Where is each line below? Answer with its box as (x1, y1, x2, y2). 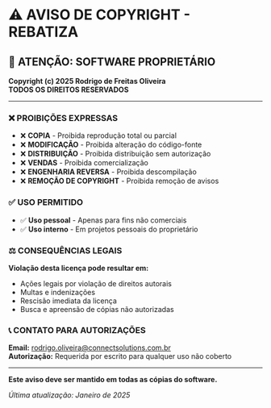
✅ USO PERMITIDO (8, 197, 83, 208)
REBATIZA (8, 23, 79, 41)
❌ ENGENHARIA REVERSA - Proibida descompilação (19, 167, 198, 177)
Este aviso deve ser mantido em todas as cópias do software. (8, 375, 218, 385)
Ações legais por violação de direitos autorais (19, 278, 172, 288)
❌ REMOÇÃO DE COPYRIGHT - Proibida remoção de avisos (19, 176, 219, 186)
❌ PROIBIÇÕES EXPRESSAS (8, 112, 119, 123)
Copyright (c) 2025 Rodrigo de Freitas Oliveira (8, 77, 166, 85)
